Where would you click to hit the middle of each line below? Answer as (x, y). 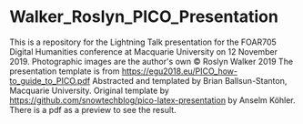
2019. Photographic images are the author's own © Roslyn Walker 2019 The (151, 61)
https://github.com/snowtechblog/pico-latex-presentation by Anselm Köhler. (152, 100)
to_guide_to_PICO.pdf (50, 80)
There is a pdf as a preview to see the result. (93, 109)
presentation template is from (65, 71)
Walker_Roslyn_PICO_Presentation (144, 17)
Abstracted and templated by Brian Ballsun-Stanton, (190, 80)
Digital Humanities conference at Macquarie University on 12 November (143, 51)
